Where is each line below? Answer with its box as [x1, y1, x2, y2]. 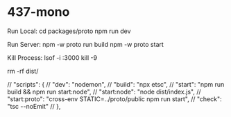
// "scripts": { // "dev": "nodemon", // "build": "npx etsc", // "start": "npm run [7, 80, 225, 88]
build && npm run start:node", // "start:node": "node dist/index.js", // [7, 87, 201, 96]
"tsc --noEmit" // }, [7, 102, 61, 110]
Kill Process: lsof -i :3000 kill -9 [7, 53, 98, 62]
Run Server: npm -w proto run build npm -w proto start [7, 40, 164, 48]
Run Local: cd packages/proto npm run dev [7, 27, 131, 35]
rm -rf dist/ [7, 67, 39, 75]
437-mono [7, 4, 70, 20]
